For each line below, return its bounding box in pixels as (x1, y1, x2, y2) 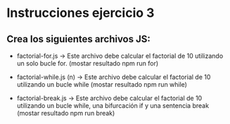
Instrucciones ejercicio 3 (6, 5, 155, 21)
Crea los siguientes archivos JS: (6, 33, 151, 45)
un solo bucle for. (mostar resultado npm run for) (16, 59, 159, 68)
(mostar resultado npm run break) (16, 109, 115, 117)
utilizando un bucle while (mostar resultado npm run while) (16, 80, 188, 89)
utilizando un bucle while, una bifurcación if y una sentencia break (16, 101, 209, 110)
